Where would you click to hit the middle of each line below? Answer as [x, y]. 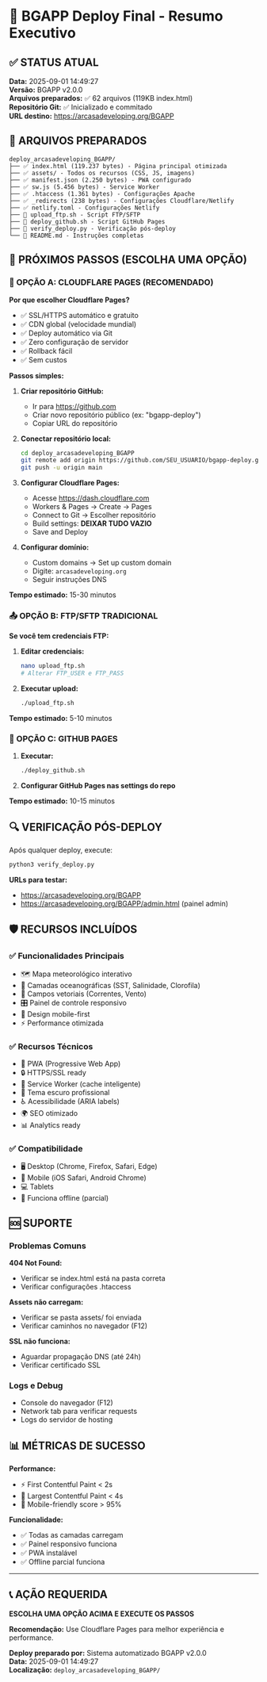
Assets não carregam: [46, 1302]
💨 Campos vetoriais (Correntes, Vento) [84, 994]
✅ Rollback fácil [46, 351]
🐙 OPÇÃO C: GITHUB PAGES [63, 738]
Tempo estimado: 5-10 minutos [61, 718]
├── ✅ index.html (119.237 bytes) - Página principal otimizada [118, 166]
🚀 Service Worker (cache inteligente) [80, 1084]
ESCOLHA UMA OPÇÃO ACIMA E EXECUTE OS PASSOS [102, 1614]
